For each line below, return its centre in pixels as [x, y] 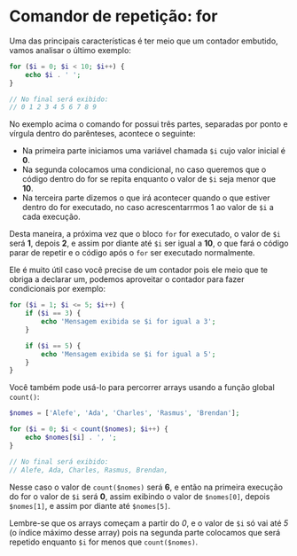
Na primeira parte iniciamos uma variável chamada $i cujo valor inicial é [154, 151]
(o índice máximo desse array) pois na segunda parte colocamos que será [145, 532]
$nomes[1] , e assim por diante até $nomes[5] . [90, 505]
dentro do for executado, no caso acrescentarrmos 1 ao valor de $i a [148, 208]
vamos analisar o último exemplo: [70, 50]
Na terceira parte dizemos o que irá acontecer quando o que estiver [146, 198]
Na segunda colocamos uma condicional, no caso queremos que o [144, 169]
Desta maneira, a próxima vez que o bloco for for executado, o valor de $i [145, 234]
